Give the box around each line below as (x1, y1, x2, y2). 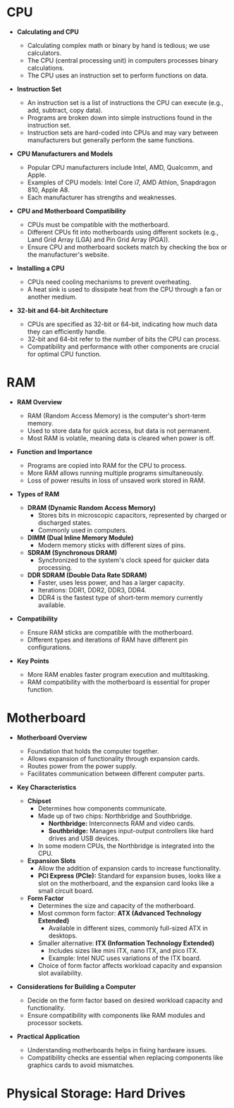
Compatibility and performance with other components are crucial (27, 342, 219, 351)
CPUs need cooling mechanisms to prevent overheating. (27, 278, 192, 286)
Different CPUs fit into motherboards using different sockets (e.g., (27, 228, 219, 236)
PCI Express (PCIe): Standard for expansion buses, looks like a (37, 871, 221, 880)
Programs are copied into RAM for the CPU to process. (27, 461, 187, 469)
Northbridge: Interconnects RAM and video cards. (48, 818, 195, 828)
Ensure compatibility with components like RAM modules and (27, 1011, 206, 1019)
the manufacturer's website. (27, 250, 110, 259)
